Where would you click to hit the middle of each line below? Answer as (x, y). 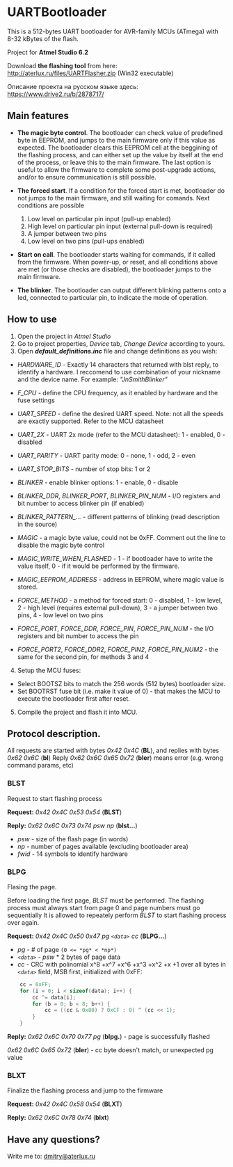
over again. (23, 922)
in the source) (37, 524)
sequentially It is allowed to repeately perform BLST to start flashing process (117, 915)
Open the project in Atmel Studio (64, 336)
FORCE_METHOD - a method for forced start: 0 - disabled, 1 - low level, (120, 600)
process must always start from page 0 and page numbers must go (104, 907)
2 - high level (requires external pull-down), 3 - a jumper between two (117, 608)
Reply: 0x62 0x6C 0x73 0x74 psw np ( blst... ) (72, 825)
